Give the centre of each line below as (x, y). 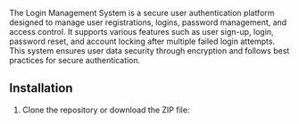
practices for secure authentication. (75, 60)
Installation (41, 88)
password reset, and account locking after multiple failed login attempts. (142, 41)
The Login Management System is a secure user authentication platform (142, 13)
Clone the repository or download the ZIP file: (106, 110)
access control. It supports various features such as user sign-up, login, (141, 32)
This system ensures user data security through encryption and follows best (149, 51)
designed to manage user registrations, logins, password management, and (148, 22)
